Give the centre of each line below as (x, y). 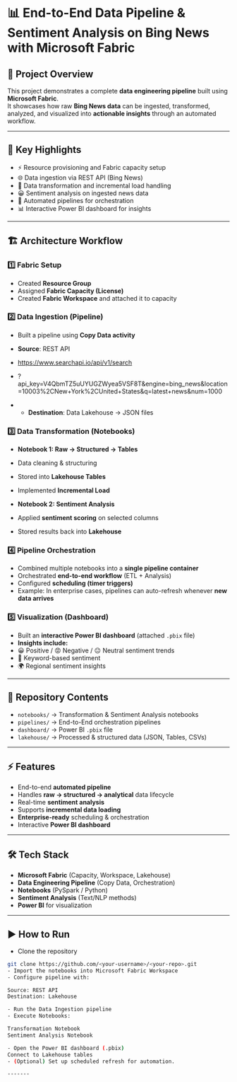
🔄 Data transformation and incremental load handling (94, 185)
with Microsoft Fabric (71, 48)
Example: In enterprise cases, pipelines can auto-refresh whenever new (122, 591)
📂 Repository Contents (58, 697)
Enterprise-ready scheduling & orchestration (83, 817)
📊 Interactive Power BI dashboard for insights (84, 208)
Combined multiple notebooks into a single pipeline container (108, 568)
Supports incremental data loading (69, 810)
